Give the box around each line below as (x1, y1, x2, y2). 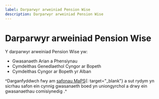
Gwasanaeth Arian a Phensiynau (12, 58, 78, 64)
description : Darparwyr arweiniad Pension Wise (5, 12, 104, 17)
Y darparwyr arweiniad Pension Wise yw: (5, 49, 88, 55)
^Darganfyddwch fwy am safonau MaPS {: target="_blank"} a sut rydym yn (5, 78, 155, 84)
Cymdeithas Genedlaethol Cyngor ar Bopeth (12, 63, 101, 69)
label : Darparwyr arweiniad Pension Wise (5, 7, 91, 12)
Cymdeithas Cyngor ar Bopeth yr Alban (12, 69, 92, 75)
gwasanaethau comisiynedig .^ (5, 88, 67, 94)
